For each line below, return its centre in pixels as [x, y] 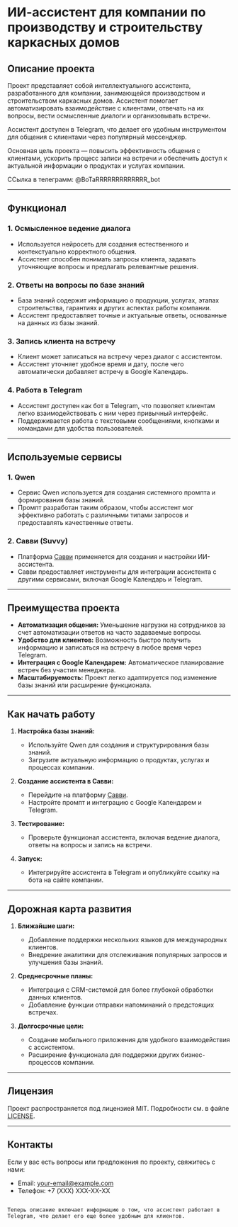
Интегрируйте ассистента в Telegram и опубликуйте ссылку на [124, 873]
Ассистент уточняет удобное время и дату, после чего [101, 364]
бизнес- [193, 1055]
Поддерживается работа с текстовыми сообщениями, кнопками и [118, 420]
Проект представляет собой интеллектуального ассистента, [99, 85]
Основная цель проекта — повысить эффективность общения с [104, 151]
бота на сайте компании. [66, 880]
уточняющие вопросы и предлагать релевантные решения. [108, 266]
